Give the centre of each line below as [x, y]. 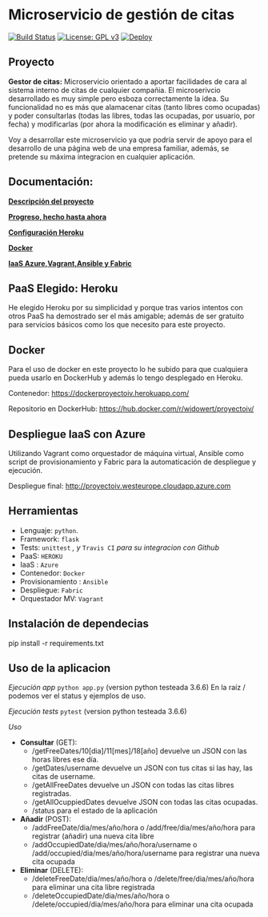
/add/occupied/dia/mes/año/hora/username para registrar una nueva [146, 853]
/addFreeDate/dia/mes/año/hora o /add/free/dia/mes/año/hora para [144, 828]
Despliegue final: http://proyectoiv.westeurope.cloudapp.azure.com [120, 486]
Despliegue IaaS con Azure [77, 434]
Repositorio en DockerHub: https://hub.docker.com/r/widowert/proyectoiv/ [131, 409]
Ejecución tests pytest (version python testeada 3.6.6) [98, 712]
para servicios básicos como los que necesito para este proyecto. [117, 325]
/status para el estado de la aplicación [94, 810]
